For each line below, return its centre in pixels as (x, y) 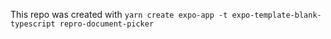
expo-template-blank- (276, 15)
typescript (33, 24)
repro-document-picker (107, 24)
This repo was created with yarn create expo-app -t (119, 14)
